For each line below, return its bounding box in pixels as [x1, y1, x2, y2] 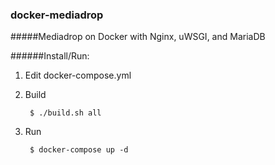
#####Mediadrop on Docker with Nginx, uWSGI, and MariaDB [10, 31, 266, 43]
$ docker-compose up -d [29, 145, 129, 155]
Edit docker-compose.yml [24, 69, 132, 82]
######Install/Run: [10, 50, 90, 62]
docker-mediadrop [10, 8, 104, 22]
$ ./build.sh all [29, 108, 102, 118]
